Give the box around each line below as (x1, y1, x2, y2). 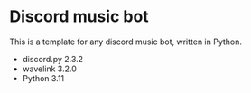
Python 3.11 (22, 72, 65, 83)
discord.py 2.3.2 (22, 53, 84, 64)
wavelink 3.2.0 (22, 63, 77, 74)
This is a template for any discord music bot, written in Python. (9, 36, 242, 47)
